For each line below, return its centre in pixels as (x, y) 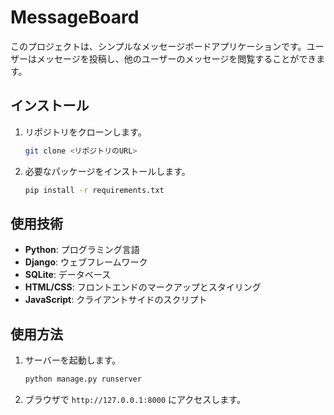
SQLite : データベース (68, 275)
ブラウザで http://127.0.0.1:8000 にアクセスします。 (135, 399)
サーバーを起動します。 (73, 360)
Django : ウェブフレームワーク (86, 262)
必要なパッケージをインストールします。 (107, 171)
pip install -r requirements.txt (94, 190)
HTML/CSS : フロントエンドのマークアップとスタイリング (143, 287)
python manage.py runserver (83, 379)
